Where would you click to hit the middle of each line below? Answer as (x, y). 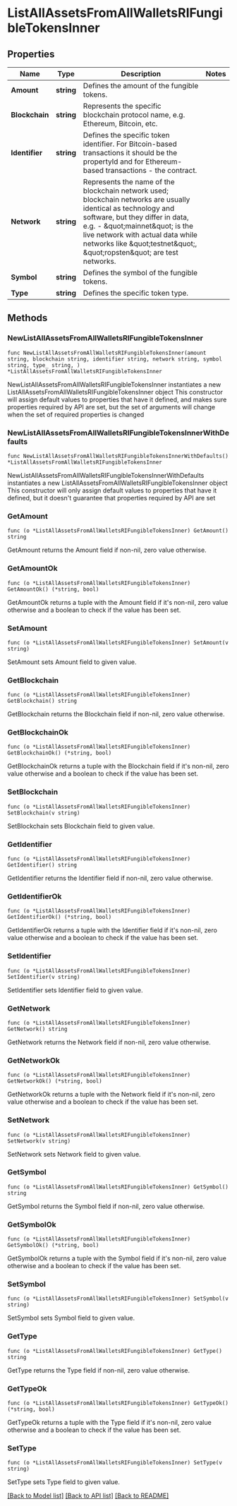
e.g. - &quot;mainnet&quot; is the (138, 226)
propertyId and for (113, 162)
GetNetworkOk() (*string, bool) (55, 1081)
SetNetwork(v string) (39, 1141)
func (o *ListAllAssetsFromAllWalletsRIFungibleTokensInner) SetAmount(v (118, 643)
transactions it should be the (130, 153)
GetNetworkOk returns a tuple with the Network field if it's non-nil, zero (111, 1095)
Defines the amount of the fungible (141, 86)
